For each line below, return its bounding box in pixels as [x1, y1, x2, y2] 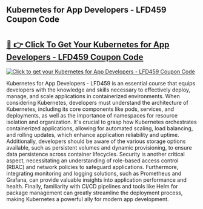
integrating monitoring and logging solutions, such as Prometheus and [6, 170, 182, 177]
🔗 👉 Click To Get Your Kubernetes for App [6, 39, 170, 50]
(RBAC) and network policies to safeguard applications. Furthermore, [6, 164, 179, 170]
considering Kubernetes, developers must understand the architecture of [6, 99, 189, 106]
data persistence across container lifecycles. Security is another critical [6, 151, 185, 158]
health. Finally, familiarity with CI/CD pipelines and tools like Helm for [6, 183, 178, 190]
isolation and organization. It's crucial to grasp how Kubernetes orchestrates [6, 118, 197, 125]
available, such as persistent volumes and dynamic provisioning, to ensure [6, 144, 192, 151]
